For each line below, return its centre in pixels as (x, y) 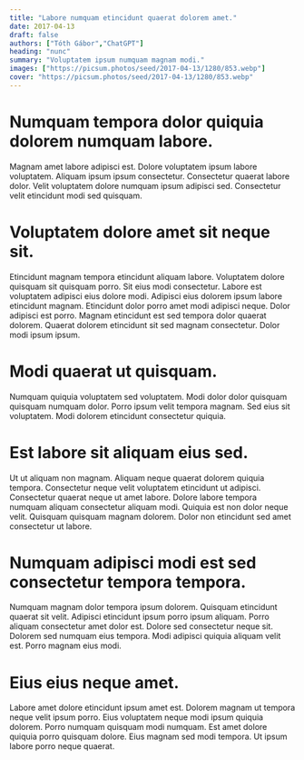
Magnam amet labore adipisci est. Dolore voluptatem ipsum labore (133, 166)
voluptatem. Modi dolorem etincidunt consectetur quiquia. (118, 415)
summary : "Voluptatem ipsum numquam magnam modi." (107, 60)
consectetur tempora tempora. (128, 582)
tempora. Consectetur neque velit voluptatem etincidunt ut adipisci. (135, 487)
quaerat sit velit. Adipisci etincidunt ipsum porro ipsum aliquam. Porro (139, 617)
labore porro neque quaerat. (62, 746)
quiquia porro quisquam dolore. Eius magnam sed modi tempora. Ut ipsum (148, 736)
